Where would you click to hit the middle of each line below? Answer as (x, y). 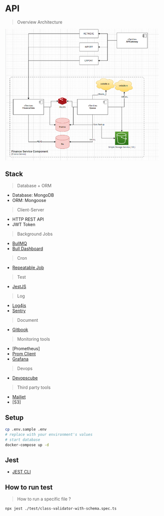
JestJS (19, 287)
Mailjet (19, 397)
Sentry (19, 311)
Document (27, 320)
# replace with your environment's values (49, 435)
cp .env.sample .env (26, 429)
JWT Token (24, 224)
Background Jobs (35, 234)
